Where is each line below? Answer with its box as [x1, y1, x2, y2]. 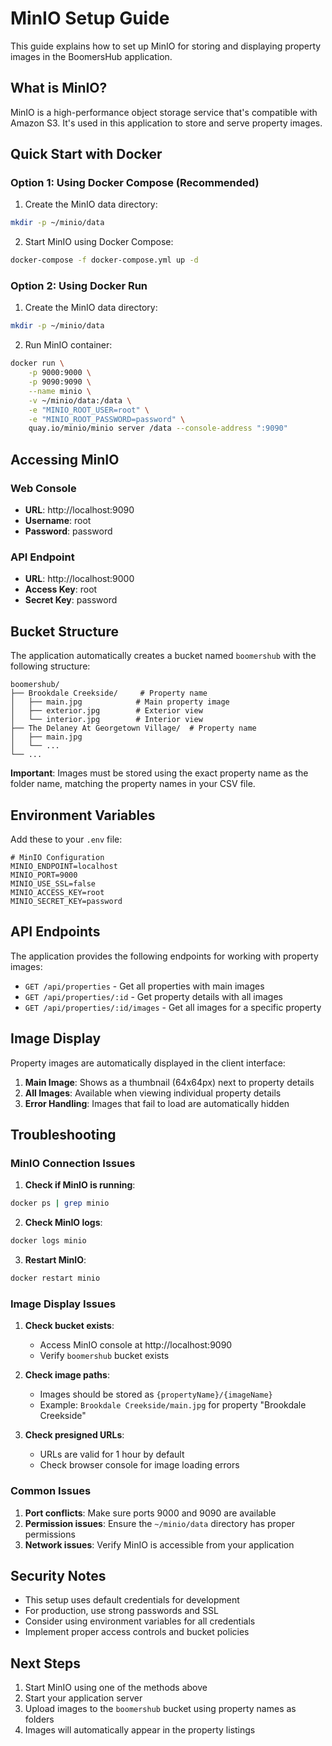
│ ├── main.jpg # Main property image [10, 697, 230, 707]
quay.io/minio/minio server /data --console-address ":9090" [28, 423, 288, 434]
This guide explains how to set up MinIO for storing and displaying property [10, 40, 322, 52]
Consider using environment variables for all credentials [24, 1615, 256, 1627]
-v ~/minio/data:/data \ [28, 395, 132, 406]
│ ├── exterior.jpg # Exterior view [10, 706, 203, 716]
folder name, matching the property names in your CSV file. [10, 778, 256, 790]
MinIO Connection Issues [10, 1156, 136, 1170]
